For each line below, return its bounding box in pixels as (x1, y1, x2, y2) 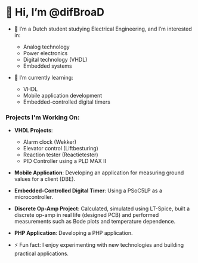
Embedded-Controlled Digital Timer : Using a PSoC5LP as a (14, 187, 162, 194)
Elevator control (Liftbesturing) (23, 145, 99, 152)
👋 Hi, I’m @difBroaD (5, 5, 105, 19)
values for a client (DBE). (14, 176, 76, 183)
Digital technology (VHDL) (23, 56, 88, 63)
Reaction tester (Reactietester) (23, 151, 99, 158)
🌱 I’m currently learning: (14, 74, 73, 81)
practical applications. (14, 250, 69, 257)
